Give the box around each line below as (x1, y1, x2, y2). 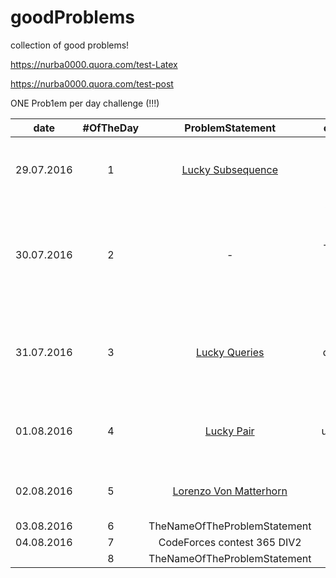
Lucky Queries (195, 345, 265, 359)
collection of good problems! (10, 39, 130, 51)
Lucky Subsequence (181, 162, 278, 176)
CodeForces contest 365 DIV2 (158, 535, 302, 549)
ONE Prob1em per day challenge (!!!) (10, 97, 160, 109)
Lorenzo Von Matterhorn (172, 484, 288, 498)
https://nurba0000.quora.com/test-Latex (10, 58, 178, 70)
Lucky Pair (204, 424, 255, 438)
